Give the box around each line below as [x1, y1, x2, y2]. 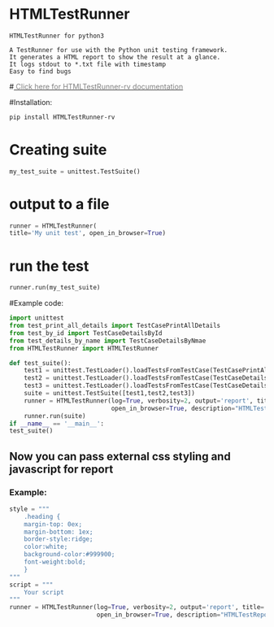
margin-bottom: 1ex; [24, 528, 94, 536]
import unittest [9, 314, 64, 322]
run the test [9, 257, 89, 275]
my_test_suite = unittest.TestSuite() [9, 168, 141, 176]
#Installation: [9, 97, 53, 107]
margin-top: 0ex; [24, 520, 83, 529]
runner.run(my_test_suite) [9, 284, 101, 292]
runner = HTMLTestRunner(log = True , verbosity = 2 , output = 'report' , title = [9, 603, 265, 612]
